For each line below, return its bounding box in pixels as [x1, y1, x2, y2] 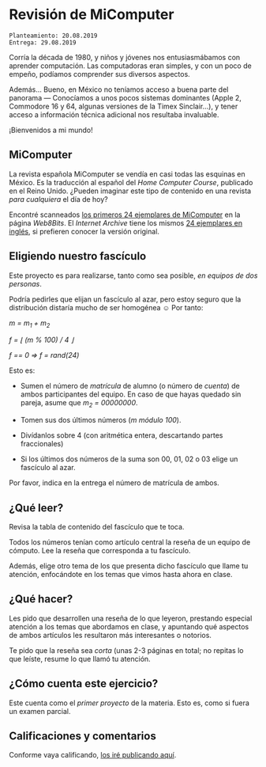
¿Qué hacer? [9, 592, 73, 606]
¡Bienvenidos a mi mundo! [9, 125, 93, 135]
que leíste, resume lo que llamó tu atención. [9, 654, 151, 663]
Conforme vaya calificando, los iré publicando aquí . [9, 750, 177, 760]
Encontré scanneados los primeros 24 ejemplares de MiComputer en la [9, 210, 241, 219]
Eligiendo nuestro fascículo [9, 249, 147, 263]
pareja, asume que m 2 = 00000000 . [20, 398, 138, 409]
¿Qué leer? [9, 501, 64, 514]
